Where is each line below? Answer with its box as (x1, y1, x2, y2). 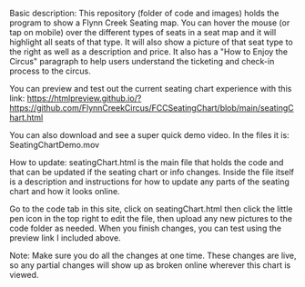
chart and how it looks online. (9, 186, 120, 196)
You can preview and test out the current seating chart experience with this (9, 84, 292, 94)
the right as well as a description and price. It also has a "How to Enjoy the (9, 46, 289, 57)
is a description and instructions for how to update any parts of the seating (9, 176, 290, 187)
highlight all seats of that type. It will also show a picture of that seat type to (9, 36, 293, 47)
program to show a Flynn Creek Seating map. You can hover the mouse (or (9, 17, 290, 28)
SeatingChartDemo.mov (9, 140, 100, 150)
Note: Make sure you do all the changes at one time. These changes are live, (9, 250, 297, 261)
